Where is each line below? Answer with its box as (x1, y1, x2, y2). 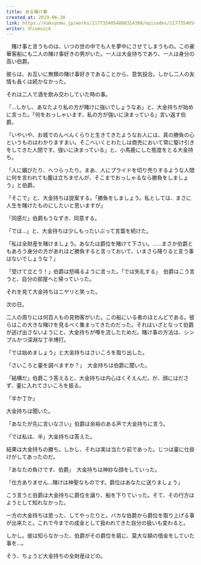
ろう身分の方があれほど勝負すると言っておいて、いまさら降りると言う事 (16, 247, 194, 255)
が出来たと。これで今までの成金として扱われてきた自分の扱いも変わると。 (6, 519, 189, 527)
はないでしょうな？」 (6, 255, 59, 262)
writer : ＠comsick (6, 25, 51, 32)
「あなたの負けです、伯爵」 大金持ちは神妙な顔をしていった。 (6, 466, 160, 473)
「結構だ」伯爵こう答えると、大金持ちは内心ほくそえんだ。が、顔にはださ (6, 375, 190, 382)
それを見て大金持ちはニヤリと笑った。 (6, 288, 100, 295)
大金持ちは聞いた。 (6, 408, 54, 415)
